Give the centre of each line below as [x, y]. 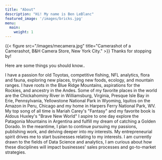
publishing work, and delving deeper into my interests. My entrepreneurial [79, 132]
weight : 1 [24, 32]
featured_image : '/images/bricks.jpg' [44, 18]
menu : [10, 23]
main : [15, 28]
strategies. [16, 152]
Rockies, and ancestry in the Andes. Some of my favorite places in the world [81, 90]
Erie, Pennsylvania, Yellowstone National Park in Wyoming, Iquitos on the [78, 101]
